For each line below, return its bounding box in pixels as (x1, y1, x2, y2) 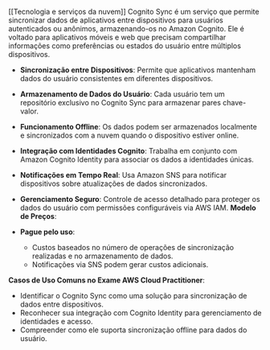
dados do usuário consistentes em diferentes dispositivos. (19, 74, 214, 83)
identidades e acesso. (19, 317, 93, 326)
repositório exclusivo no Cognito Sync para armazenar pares (19, 98, 221, 107)
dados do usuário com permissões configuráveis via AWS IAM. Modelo (19, 203, 256, 212)
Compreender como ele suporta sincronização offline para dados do (19, 325, 247, 335)
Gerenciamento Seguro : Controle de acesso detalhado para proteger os (19, 195, 260, 204)
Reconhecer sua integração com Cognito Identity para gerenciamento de (19, 308, 262, 317)
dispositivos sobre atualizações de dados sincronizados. (19, 179, 208, 188)
